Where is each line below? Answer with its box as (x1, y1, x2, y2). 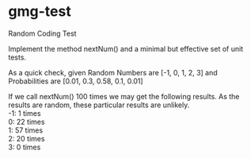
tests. (8, 52, 26, 62)
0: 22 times (8, 117, 45, 126)
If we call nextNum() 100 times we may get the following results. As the (8, 91, 240, 101)
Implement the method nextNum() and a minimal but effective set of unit (8, 44, 244, 53)
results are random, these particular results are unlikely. (8, 100, 190, 110)
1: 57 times (8, 125, 44, 135)
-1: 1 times (8, 108, 41, 118)
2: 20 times (8, 133, 45, 143)
